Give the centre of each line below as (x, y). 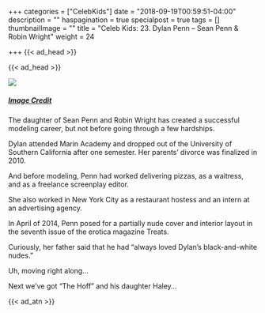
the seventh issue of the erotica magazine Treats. (89, 232)
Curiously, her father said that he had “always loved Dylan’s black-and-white (133, 247)
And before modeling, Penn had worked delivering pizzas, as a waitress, (126, 175)
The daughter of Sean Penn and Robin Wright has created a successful (124, 120)
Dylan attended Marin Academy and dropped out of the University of (120, 143)
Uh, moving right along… (48, 270)
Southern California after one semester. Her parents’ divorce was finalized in (133, 152)
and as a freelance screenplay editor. (68, 184)
